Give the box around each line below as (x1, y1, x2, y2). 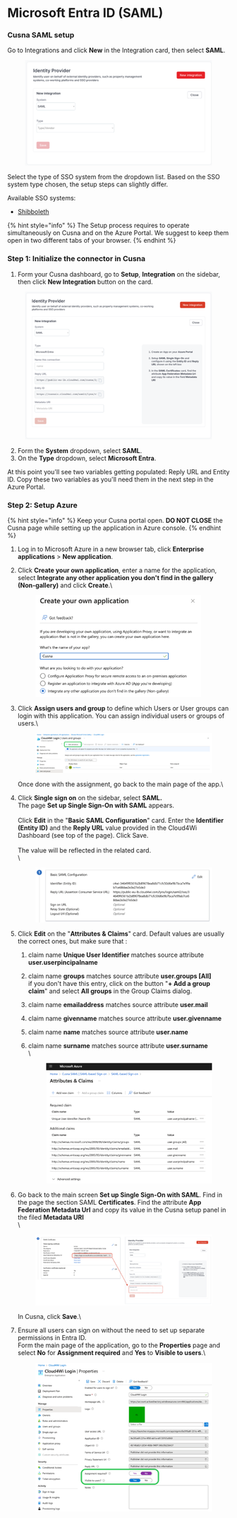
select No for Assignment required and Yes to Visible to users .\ (17, 1349, 206, 1357)
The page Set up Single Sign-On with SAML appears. (17, 801, 175, 809)
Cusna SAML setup (7, 30, 75, 40)
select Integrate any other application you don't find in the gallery (17, 574, 214, 582)
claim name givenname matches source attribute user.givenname (28, 1014, 222, 1023)
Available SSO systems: (7, 194, 76, 203)
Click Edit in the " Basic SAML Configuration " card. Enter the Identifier (17, 817, 224, 825)
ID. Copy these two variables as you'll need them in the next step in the (7, 475, 214, 484)
